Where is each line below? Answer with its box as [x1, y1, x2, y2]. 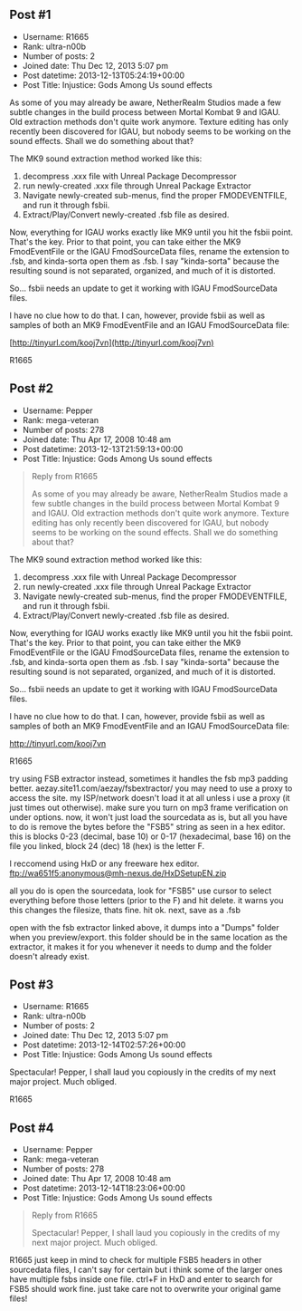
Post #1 [9, 7, 52, 23]
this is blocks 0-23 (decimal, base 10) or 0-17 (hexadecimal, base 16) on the [9, 831, 291, 842]
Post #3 [9, 978, 54, 993]
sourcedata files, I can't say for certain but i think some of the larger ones [9, 1264, 283, 1276]
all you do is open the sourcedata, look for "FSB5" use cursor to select [9, 885, 272, 896]
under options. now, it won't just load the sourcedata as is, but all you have [9, 811, 288, 823]
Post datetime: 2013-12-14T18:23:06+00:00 [22, 1182, 185, 1194]
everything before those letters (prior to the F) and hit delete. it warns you [9, 894, 284, 905]
